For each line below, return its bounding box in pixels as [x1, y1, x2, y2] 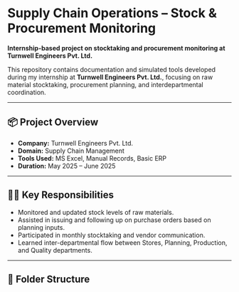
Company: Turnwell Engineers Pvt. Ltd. [17, 139, 134, 147]
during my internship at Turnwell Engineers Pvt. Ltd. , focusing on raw [7, 73, 213, 81]
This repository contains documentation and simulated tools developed [7, 65, 216, 74]
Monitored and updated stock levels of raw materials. [17, 208, 174, 216]
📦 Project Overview [7, 116, 98, 129]
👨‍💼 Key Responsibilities [7, 189, 114, 201]
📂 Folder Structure [7, 273, 90, 285]
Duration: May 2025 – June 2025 [17, 161, 116, 170]
